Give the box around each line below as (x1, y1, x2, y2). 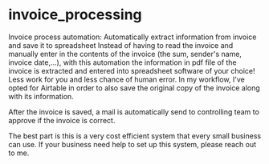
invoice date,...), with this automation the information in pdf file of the (8, 58, 237, 67)
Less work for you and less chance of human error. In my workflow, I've (8, 74, 245, 84)
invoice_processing (8, 6, 142, 24)
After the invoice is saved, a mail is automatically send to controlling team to (8, 106, 259, 117)
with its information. (8, 91, 74, 101)
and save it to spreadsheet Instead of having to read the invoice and (8, 40, 234, 50)
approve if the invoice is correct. (8, 115, 116, 125)
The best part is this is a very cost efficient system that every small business (8, 130, 262, 141)
